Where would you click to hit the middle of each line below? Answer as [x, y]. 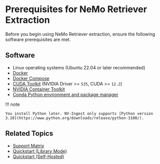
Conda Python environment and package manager [65, 94]
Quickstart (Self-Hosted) [38, 156]
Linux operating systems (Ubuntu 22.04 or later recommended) [79, 67]
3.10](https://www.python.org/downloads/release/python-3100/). [75, 118]
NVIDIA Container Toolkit [39, 89]
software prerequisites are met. [38, 39]
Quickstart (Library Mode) [40, 151]
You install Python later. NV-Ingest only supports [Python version [79, 113]
